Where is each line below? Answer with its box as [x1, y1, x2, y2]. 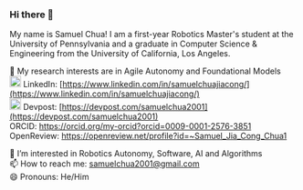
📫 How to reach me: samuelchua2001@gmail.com [9, 158, 200, 169]
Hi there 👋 [9, 8, 55, 21]
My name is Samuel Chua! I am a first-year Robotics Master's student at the [9, 29, 294, 40]
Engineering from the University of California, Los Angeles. [9, 48, 231, 59]
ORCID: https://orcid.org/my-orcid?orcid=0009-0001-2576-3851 [9, 121, 252, 132]
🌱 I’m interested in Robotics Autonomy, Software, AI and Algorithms [9, 148, 263, 159]
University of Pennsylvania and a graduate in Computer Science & [9, 38, 258, 49]
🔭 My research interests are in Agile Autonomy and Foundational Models [9, 65, 281, 76]
